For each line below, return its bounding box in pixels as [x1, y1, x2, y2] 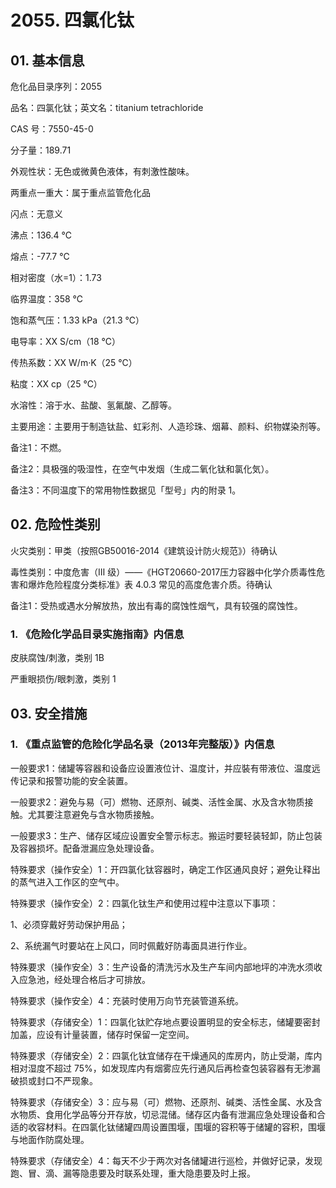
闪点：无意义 [10, 208, 63, 220]
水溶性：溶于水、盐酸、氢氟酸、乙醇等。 [10, 399, 177, 411]
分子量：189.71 [10, 144, 72, 156]
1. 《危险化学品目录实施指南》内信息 [10, 627, 185, 641]
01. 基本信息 [10, 52, 85, 69]
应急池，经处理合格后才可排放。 [18, 973, 151, 985]
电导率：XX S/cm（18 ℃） [10, 336, 122, 347]
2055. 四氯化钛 [10, 9, 135, 32]
